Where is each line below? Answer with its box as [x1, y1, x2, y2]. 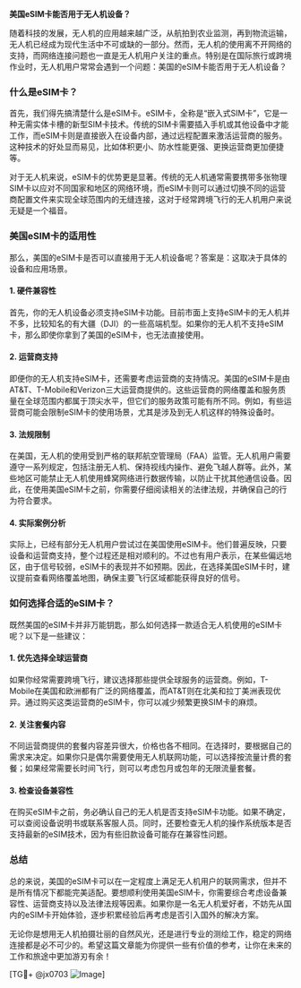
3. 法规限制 [9, 429, 51, 440]
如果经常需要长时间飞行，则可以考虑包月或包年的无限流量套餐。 [24, 763, 261, 774]
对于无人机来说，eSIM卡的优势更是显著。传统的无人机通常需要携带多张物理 [9, 172, 288, 183]
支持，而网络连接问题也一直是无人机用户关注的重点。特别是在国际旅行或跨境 [9, 50, 292, 61]
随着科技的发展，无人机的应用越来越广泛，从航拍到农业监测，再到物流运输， [9, 28, 292, 39]
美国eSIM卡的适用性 [9, 230, 97, 243]
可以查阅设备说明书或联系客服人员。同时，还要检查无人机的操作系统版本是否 [9, 818, 292, 829]
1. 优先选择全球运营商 [9, 653, 88, 664]
